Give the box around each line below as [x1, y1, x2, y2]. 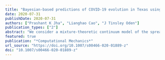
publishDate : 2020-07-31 [5, 16, 56, 21]
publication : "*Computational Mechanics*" [5, 39, 93, 44]
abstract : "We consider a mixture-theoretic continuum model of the [5, 30, 148, 34]
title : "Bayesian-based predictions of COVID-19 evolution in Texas [5, 7, 148, 12]
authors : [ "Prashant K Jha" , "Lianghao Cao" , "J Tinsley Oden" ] [5, 20, 139, 26]
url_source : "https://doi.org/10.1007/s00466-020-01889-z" [5, 43, 129, 48]
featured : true [5, 34, 36, 39]
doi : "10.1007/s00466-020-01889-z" [5, 47, 78, 52]
